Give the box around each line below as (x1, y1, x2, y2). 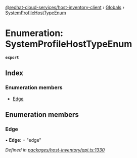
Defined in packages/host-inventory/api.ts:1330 (5, 147, 105, 153)
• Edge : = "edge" (5, 137, 41, 143)
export (5, 55, 19, 60)
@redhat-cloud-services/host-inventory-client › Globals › (5, 5, 125, 10)
